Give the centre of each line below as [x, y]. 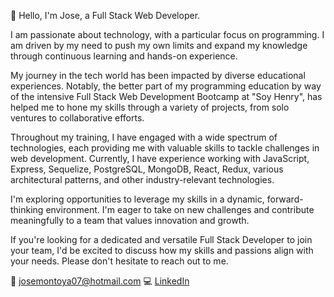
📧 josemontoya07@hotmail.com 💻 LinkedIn [100, 281]
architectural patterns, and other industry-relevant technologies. [142, 179]
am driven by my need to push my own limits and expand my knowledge [159, 45]
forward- [285, 199]
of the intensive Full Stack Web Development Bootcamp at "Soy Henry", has [166, 96]
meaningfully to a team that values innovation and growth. [130, 220]
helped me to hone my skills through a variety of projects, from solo [150, 107]
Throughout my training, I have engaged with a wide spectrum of [144, 137]
